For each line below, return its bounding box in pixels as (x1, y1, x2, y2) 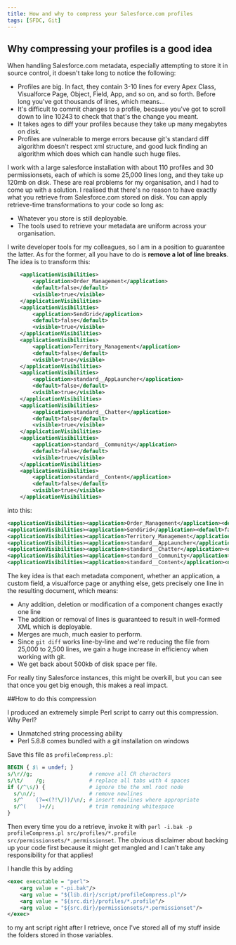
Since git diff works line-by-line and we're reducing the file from (17, 637, 209, 646)
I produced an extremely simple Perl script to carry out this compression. (7, 708, 219, 717)
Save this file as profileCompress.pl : (7, 750, 114, 759)
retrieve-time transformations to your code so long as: (7, 201, 164, 209)
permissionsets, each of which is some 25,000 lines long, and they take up (7, 171, 223, 179)
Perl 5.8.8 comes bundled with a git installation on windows (17, 737, 190, 745)
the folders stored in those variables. (7, 931, 114, 939)
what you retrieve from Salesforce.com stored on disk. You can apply (7, 193, 208, 202)
